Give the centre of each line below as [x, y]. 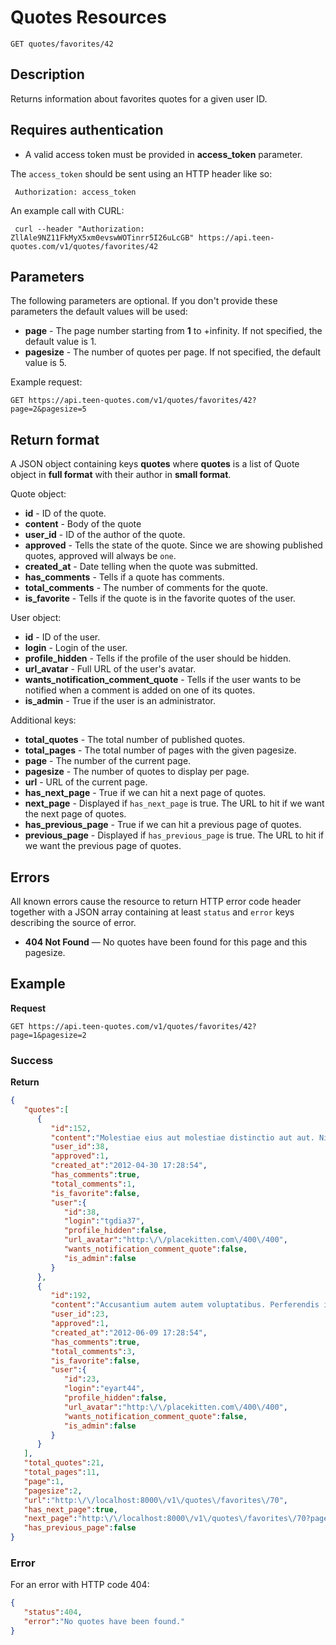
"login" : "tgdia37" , [104, 1221]
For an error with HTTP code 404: [80, 1585]
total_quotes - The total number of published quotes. [135, 740]
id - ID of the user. [62, 637]
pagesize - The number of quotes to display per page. [137, 772]
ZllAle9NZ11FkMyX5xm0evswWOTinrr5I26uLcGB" [102, 237]
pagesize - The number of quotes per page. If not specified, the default [173, 352]
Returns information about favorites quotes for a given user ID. [139, 98]
